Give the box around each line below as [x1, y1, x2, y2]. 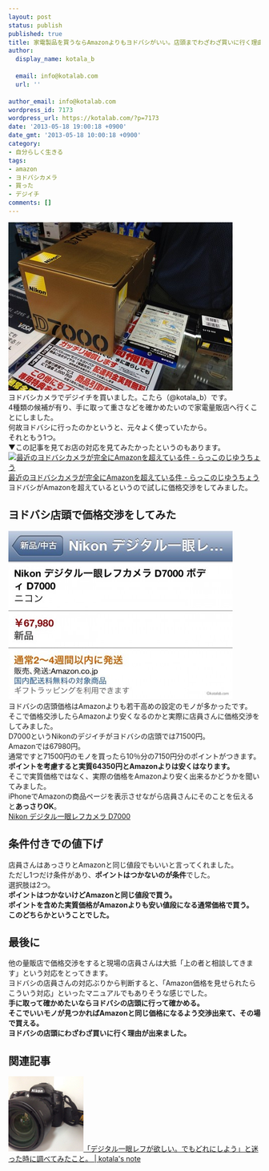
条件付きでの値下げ [8, 837, 103, 851]
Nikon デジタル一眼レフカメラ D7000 [8, 811, 130, 821]
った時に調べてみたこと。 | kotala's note [8, 1154, 142, 1164]
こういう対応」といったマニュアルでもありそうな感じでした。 [8, 988, 212, 998]
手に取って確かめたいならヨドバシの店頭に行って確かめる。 [8, 998, 204, 1008]
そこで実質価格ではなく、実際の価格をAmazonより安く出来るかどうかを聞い [8, 771, 260, 781]
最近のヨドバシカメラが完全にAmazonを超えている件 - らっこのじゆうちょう [8, 473, 260, 482]
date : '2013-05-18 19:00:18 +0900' [8, 123, 127, 131]
